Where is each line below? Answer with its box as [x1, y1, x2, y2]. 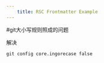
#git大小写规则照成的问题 [6, 26, 69, 33]
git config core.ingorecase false [6, 50, 93, 57]
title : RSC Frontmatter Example [17, 8, 98, 15]
